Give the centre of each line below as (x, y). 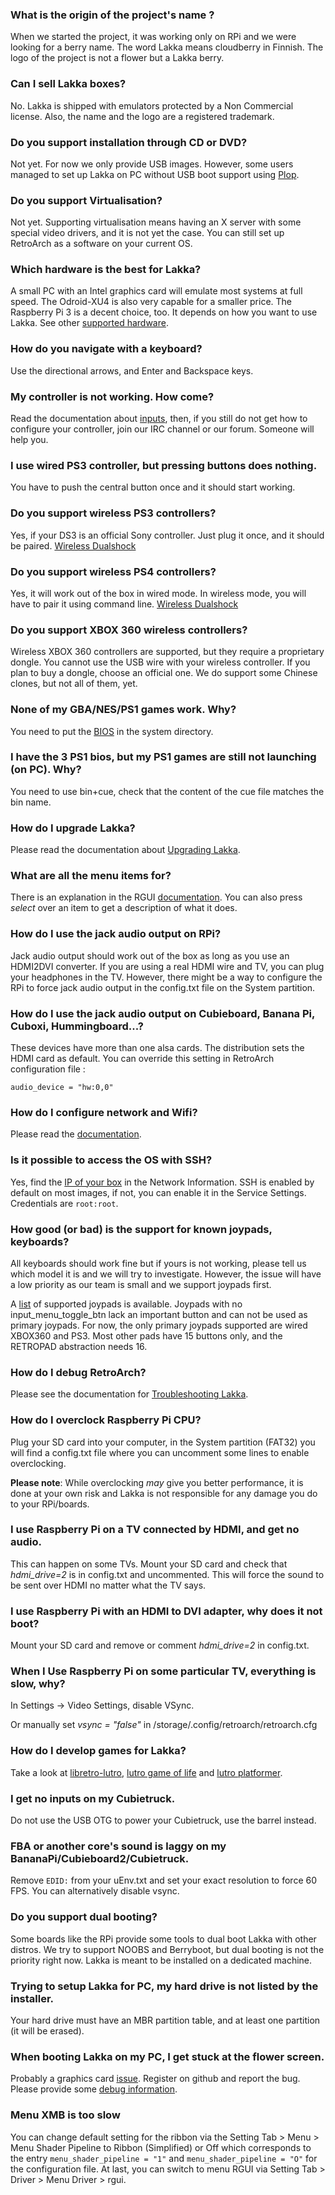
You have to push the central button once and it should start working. (153, 487)
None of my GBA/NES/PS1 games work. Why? (123, 710)
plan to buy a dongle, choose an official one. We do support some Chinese (164, 673)
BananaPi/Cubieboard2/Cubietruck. (100, 1858)
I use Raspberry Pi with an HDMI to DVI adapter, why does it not (166, 1611)
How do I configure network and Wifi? (104, 1112)
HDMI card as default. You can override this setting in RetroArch (142, 1059)
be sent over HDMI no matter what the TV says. (108, 1585)
